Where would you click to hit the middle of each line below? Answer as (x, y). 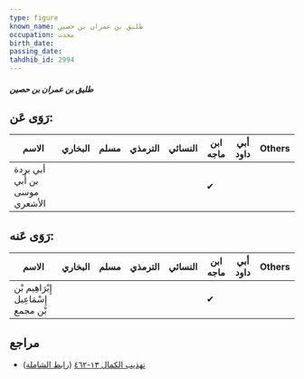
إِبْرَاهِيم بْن (33, 288)
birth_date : (32, 43)
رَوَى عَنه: (32, 235)
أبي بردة (30, 170)
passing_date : (36, 52)
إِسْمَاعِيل (31, 299)
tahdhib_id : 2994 (42, 60)
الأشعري (30, 203)
